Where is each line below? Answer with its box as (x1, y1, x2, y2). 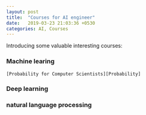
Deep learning (6, 85, 49, 93)
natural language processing (6, 101, 92, 109)
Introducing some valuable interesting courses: (6, 42, 123, 49)
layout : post (6, 8, 39, 15)
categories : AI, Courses (6, 25, 68, 32)
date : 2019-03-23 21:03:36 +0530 (6, 20, 96, 26)
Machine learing (6, 57, 55, 66)
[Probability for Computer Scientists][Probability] (6, 70, 141, 77)
